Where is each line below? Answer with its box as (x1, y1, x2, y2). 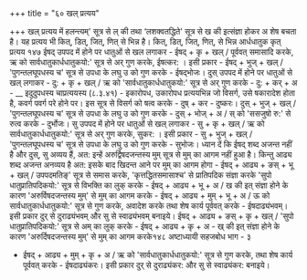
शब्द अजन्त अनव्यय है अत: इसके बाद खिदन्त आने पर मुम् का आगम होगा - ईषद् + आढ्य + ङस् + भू (9, 160, 294, 170)
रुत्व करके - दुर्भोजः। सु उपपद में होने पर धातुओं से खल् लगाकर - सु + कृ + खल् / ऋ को (9, 119, 265, 129)
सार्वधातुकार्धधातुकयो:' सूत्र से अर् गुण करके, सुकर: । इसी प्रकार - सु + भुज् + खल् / (9, 129, 253, 140)
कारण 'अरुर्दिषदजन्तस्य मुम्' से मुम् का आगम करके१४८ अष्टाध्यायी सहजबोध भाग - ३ (9, 232, 251, 242)
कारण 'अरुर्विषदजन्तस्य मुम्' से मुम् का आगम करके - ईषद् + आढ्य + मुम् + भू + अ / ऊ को (9, 191, 270, 201)
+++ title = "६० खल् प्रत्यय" (9, 8, 101, 18)
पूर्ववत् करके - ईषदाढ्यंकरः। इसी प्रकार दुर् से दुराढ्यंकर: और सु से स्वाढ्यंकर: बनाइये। (22, 260, 270, 270)
